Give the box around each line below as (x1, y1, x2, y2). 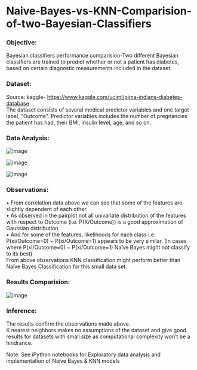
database (6, 100, 30, 107)
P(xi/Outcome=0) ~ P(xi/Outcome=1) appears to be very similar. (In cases (6, 237, 187, 245)
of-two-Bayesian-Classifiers (6, 17, 152, 31)
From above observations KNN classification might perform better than (6, 257, 181, 264)
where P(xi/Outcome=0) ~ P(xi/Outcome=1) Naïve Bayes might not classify (6, 244, 190, 251)
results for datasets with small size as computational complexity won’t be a (6, 333, 190, 340)
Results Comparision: (6, 278, 70, 286)
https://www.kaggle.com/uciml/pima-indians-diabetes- (47, 93, 183, 100)
